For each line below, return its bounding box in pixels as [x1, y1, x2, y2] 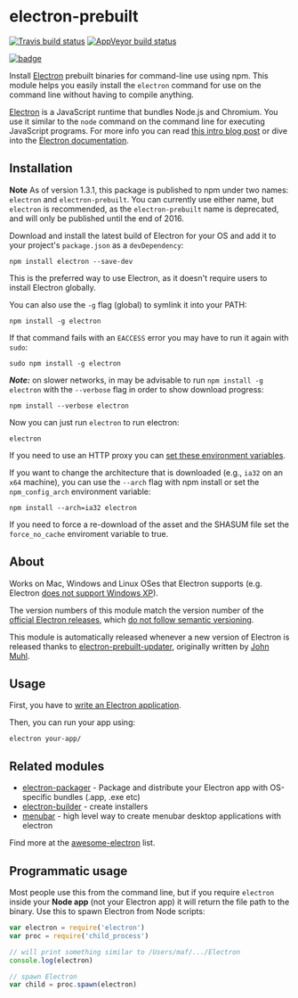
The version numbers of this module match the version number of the [9, 605, 264, 615]
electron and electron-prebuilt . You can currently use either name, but [9, 194, 274, 204]
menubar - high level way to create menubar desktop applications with [21, 811, 282, 821]
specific [21, 792, 52, 803]
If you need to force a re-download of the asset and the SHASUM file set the [9, 519, 290, 530]
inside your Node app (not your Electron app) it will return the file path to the [9, 896, 290, 907]
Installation [9, 161, 73, 176]
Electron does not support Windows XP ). [9, 587, 158, 598]
